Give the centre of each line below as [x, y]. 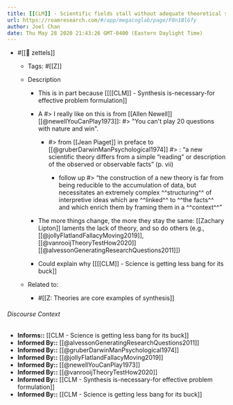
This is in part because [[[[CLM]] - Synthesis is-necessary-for [126, 93]
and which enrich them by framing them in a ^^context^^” [140, 207]
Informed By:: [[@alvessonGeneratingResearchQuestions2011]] [108, 343]
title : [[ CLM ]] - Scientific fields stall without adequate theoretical [114, 14]
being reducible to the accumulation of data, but [127, 185]
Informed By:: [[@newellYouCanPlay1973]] [79, 365]
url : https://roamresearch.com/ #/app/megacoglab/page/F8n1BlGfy [102, 20]
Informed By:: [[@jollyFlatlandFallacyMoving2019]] [90, 358]
